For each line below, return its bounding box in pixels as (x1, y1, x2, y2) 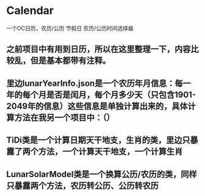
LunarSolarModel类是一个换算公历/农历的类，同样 (6, 169, 197, 180)
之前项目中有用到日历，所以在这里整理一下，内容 (6, 44, 191, 55)
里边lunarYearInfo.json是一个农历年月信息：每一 (6, 78, 191, 88)
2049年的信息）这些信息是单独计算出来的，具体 (6, 101, 188, 111)
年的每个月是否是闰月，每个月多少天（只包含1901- (6, 89, 196, 100)
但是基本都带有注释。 (30, 55, 111, 66)
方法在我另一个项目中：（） (14, 112, 115, 122)
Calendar (6, 4, 54, 18)
